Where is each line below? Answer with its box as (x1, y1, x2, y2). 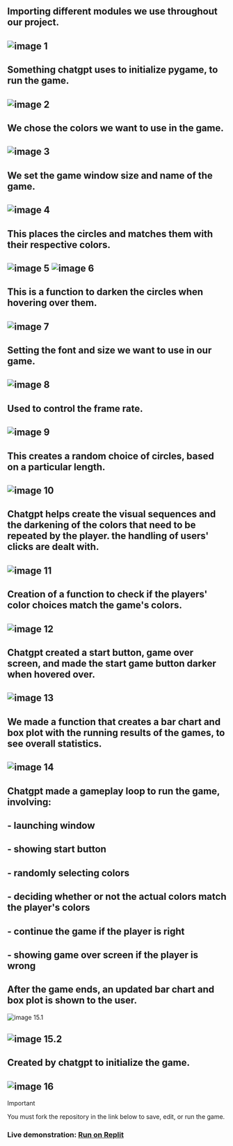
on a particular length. (7, 461, 106, 473)
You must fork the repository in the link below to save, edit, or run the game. (7, 1113, 225, 1121)
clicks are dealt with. (7, 541, 99, 553)
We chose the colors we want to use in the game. (7, 122, 224, 134)
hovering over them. (7, 297, 97, 309)
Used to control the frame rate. (7, 402, 143, 414)
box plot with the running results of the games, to (7, 726, 225, 738)
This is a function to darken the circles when (7, 286, 204, 298)
